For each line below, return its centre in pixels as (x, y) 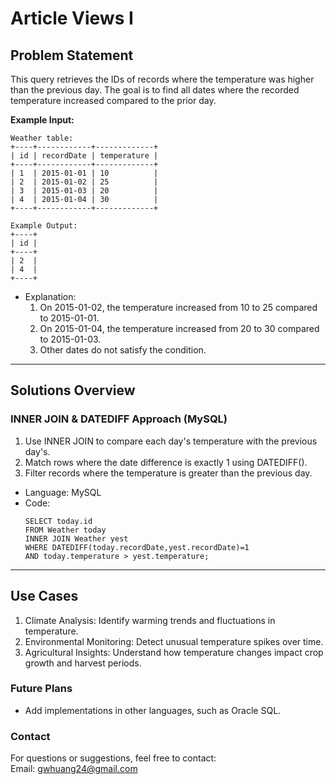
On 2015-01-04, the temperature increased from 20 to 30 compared (179, 328)
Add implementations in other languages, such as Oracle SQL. (153, 710)
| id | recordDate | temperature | (84, 156)
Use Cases (44, 596)
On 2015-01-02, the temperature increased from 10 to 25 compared (178, 307)
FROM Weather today (65, 530)
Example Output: (44, 226)
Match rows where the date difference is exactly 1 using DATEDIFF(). (166, 462)
